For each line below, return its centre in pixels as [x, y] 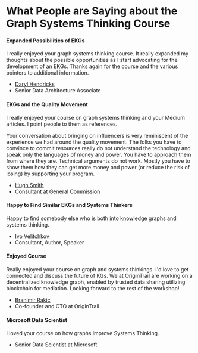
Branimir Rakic [32, 300]
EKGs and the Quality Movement [47, 104]
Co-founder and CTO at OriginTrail [57, 306]
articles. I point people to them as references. [62, 124]
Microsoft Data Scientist [37, 320]
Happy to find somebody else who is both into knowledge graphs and [91, 218]
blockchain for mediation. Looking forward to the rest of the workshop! [93, 288]
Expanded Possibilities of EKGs [45, 41]
